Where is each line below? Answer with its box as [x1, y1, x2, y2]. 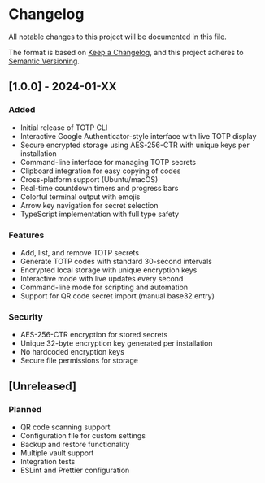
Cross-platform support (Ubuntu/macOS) [20, 174, 159, 184]
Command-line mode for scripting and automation [20, 282, 189, 292]
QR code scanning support [20, 422, 111, 432]
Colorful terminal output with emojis [20, 192, 141, 202]
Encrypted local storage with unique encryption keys [20, 265, 198, 275]
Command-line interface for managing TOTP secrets [20, 157, 197, 167]
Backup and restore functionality [20, 439, 130, 449]
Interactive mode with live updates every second [20, 273, 184, 283]
